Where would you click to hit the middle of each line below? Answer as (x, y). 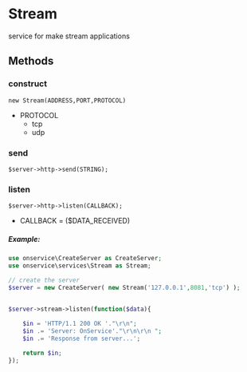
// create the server (44, 280)
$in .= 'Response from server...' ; (82, 339)
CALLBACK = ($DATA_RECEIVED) (75, 221)
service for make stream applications (69, 36)
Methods (31, 61)
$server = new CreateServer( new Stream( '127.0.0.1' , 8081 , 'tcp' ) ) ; (124, 287)
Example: (24, 239)
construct (28, 84)
